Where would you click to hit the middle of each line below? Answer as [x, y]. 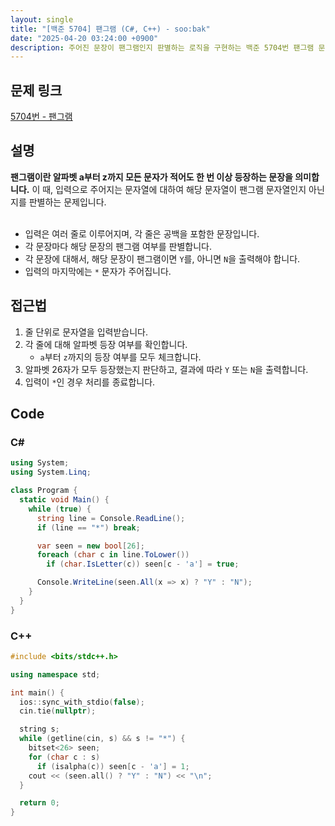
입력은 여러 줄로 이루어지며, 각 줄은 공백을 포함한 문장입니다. [142, 233]
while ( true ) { [60, 509]
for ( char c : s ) [64, 757]
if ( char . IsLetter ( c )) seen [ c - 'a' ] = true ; [143, 564]
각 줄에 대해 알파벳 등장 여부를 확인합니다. [106, 344]
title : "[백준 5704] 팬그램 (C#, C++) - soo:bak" [110, 29]
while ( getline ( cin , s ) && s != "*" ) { [102, 739]
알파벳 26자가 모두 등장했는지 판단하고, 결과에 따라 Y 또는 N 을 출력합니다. [166, 369]
